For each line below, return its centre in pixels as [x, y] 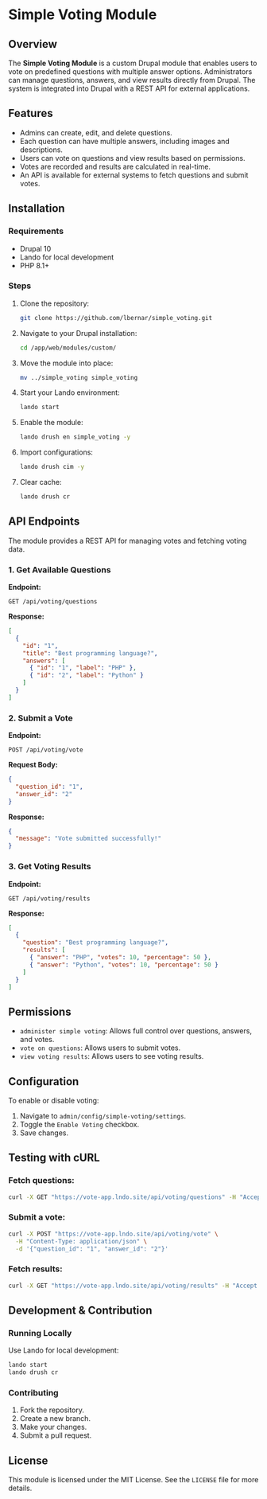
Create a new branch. [55, 1419]
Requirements [36, 231]
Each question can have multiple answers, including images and [125, 141]
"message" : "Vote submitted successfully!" [88, 839]
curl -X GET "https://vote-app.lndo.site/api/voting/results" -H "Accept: [135, 1286]
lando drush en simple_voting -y [75, 437]
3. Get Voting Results [50, 867]
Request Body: [33, 765]
